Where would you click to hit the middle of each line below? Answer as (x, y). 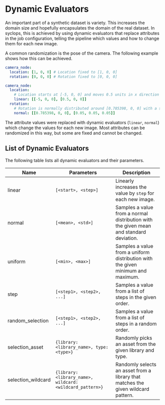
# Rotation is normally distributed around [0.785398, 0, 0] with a (85, 108)
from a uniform (132, 252)
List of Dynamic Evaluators (47, 149)
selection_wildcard (29, 379)
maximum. (127, 277)
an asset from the (136, 344)
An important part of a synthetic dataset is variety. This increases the (75, 23)
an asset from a (133, 371)
